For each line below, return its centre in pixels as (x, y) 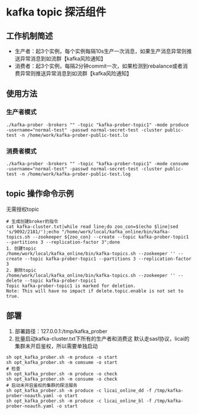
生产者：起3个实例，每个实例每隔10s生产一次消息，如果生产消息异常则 (101, 51)
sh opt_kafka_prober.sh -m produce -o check (62, 374)
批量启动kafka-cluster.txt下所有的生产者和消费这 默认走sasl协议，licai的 (102, 339)
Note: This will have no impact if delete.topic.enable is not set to (95, 291)
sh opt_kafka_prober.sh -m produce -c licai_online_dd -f (79, 390)
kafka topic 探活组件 (56, 12)
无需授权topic (23, 209)
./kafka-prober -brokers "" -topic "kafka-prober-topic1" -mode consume (98, 163)
